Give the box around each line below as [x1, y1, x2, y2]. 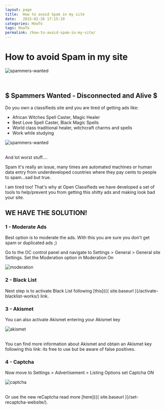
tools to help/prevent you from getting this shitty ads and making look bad [5, 189, 155, 195]
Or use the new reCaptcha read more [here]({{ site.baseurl [5, 394, 124, 400]
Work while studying [12, 130, 54, 136]
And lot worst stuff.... [5, 154, 48, 160]
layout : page [5, 7, 32, 12]
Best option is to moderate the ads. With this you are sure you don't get [5, 235, 150, 241]
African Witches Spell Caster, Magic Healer [12, 114, 100, 120]
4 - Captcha [5, 358, 34, 365]
